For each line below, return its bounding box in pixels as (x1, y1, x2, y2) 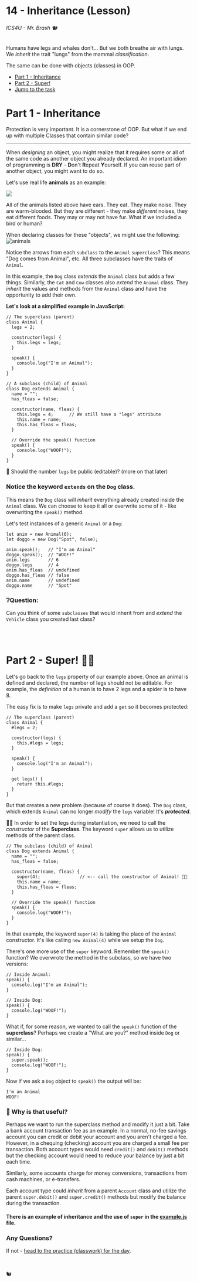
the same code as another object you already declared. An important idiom (6, 155, 187, 162)
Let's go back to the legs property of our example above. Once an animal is (6, 673, 189, 680)
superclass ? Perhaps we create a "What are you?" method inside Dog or (6, 1029, 180, 1036)
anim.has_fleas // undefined (6, 567, 80, 573)
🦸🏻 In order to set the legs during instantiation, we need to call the (6, 819, 166, 826)
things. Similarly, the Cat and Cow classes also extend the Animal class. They (6, 279, 189, 286)
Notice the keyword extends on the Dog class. (6, 482, 135, 491)
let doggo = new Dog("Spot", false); (6, 536, 98, 542)
